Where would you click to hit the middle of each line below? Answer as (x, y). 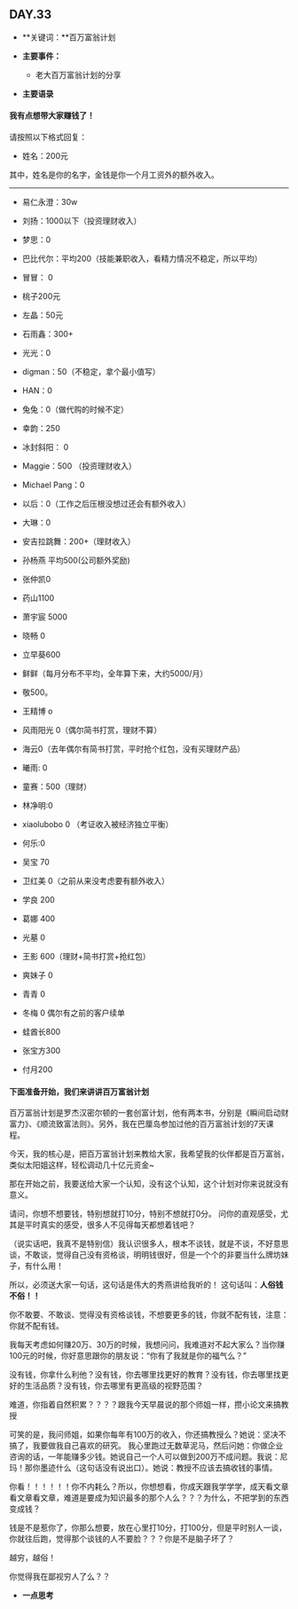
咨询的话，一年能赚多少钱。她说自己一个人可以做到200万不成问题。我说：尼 (149, 1457)
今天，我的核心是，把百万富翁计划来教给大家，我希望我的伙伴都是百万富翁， (149, 1154)
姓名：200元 (45, 156)
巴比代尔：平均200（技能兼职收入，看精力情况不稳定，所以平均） (142, 259)
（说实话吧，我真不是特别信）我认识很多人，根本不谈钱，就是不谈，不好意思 (149, 1244)
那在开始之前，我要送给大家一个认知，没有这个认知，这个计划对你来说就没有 (149, 1184)
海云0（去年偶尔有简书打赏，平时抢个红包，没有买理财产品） (133, 749)
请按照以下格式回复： (48, 138)
